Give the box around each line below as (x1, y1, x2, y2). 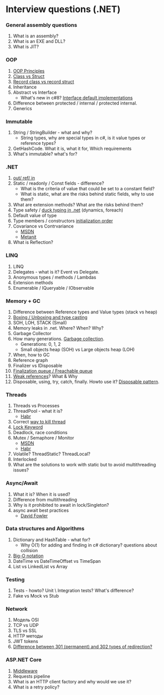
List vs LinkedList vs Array (13, 563, 68, 569)
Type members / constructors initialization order (13, 218, 113, 224)
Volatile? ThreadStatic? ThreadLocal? (13, 451, 91, 457)
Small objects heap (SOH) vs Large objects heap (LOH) (20, 346, 135, 352)
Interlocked (13, 456, 37, 462)
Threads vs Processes (13, 403, 60, 409)
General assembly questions (6, 22, 77, 29)
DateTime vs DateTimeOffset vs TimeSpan (13, 558, 101, 564)
